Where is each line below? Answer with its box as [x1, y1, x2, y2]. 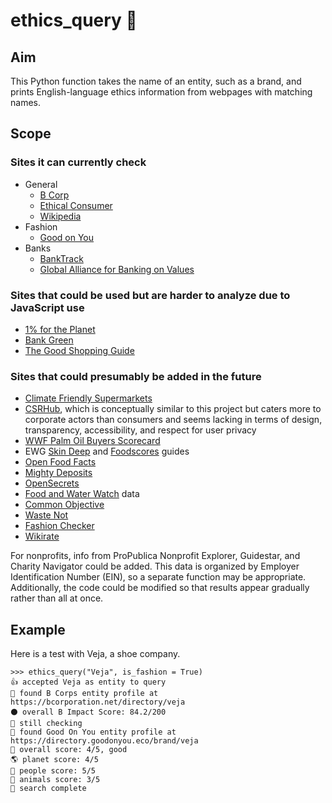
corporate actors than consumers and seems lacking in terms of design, [24, 414, 323, 426]
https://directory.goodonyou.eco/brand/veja [10, 736, 199, 746]
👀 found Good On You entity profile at [10, 727, 177, 738]
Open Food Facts [24, 456, 97, 468]
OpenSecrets [24, 477, 80, 489]
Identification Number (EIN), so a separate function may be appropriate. [10, 571, 307, 583]
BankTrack [39, 252, 84, 264]
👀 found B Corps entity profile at [10, 689, 159, 699]
